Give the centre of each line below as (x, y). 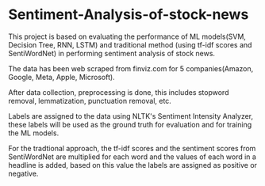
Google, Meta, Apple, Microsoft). (61, 77)
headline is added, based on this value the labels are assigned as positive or (133, 165)
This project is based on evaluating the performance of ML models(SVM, (127, 36)
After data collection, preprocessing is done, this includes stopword (119, 92)
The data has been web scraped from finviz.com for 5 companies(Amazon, (131, 68)
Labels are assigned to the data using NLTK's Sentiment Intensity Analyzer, (131, 116)
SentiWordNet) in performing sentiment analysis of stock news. (112, 53)
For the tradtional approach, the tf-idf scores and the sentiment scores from (132, 148)
